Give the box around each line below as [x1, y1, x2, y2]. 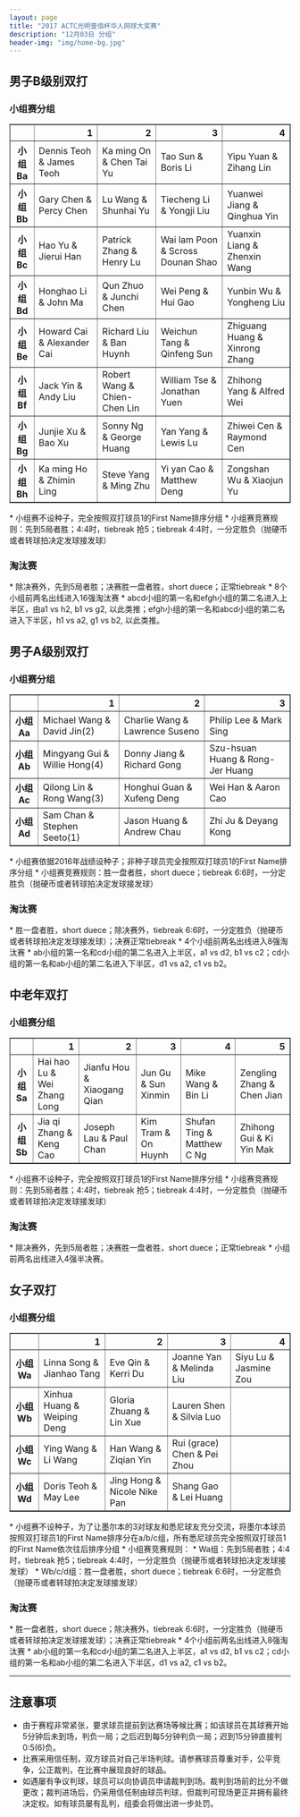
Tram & [140, 1126, 171, 1139]
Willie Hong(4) [42, 758, 104, 770]
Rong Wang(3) [42, 792, 104, 804]
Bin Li [185, 1089, 209, 1101]
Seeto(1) [42, 831, 80, 844]
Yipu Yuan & [227, 149, 279, 162]
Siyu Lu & [235, 1350, 275, 1363]
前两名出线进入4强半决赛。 [9, 1253, 109, 1264]
